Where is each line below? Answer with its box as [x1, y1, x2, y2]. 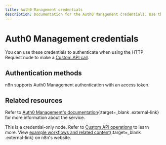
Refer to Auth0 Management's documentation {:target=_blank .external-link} [5, 109, 160, 115]
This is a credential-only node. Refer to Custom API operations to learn [5, 124, 149, 130]
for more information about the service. [5, 114, 85, 121]
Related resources [5, 96, 63, 105]
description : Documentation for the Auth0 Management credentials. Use [5, 12, 156, 17]
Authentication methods [5, 69, 82, 77]
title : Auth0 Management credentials [5, 7, 83, 12]
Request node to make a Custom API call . [5, 55, 89, 61]
